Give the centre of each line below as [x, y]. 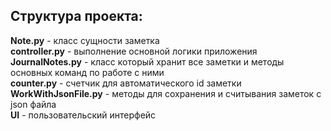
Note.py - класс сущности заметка [85, 40]
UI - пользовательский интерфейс [83, 115]
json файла [33, 104]
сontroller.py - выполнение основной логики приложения [134, 51]
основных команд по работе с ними [87, 72]
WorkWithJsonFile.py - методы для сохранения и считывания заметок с [166, 93]
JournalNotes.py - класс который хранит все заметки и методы [147, 61]
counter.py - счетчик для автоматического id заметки [126, 83]
